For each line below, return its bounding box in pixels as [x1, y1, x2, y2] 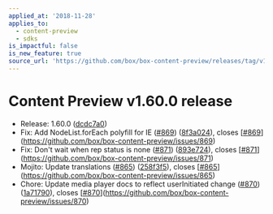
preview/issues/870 [19, 196, 87, 206]
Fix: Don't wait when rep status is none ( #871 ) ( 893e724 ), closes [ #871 [19, 144, 258, 154]
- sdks [15, 34, 38, 43]
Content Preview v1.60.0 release [8, 92, 233, 110]
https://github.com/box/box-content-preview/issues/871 [23, 153, 211, 163]
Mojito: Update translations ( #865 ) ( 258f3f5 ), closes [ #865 [19, 161, 218, 171]
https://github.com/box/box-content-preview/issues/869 [23, 135, 214, 146]
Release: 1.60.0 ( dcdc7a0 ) [19, 118, 107, 128]
